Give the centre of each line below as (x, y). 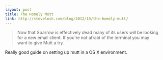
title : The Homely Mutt (29, 14)
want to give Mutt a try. (41, 43)
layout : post (18, 10)
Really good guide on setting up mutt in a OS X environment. (66, 52)
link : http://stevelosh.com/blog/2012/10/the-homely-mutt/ (67, 19)
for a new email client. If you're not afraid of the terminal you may (83, 38)
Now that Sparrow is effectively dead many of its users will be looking (88, 33)
